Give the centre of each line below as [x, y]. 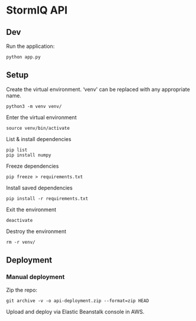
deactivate [19, 220]
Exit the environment [31, 209]
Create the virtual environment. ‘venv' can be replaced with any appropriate [98, 89]
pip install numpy [29, 155]
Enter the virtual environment [41, 117]
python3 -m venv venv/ [34, 106]
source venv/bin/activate [38, 128]
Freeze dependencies [32, 166]
